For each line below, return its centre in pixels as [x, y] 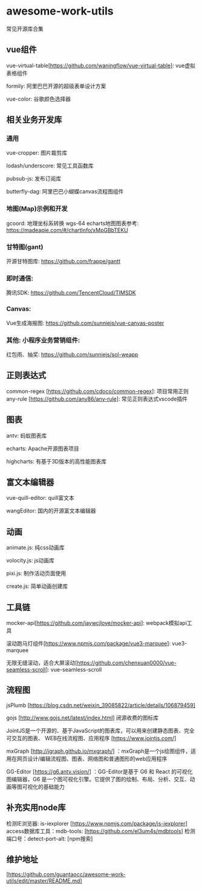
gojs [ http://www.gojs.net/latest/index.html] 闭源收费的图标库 [83, 718]
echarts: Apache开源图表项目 [43, 448]
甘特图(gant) [25, 247]
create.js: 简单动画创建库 [37, 586]
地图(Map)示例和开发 [37, 209]
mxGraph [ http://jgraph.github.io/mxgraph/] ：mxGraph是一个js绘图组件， [99, 751]
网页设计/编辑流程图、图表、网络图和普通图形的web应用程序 [92, 758]
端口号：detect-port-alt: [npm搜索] [50, 838]
